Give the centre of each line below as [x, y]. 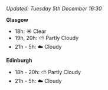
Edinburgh [19, 60]
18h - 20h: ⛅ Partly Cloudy [48, 72]
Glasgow [17, 20]
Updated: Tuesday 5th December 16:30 [54, 9]
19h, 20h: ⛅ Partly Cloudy [46, 38]
